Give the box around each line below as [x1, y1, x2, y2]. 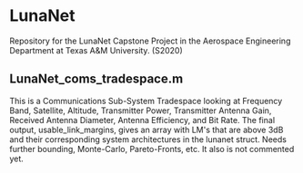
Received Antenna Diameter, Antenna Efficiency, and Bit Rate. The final [9, 114, 276, 125]
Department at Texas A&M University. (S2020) [9, 44, 184, 55]
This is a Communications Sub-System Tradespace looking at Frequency [9, 95, 283, 106]
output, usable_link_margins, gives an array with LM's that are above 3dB [9, 124, 284, 135]
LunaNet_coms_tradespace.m [9, 72, 184, 87]
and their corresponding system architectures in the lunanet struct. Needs [9, 133, 287, 145]
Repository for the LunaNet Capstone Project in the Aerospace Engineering [9, 35, 291, 46]
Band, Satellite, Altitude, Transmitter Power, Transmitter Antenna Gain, [9, 105, 272, 116]
